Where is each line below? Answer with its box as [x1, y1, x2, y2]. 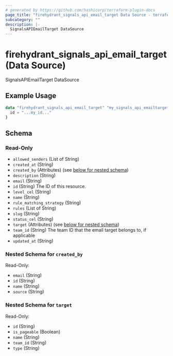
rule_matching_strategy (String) [12, 200, 81, 206]
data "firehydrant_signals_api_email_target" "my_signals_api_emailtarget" [5, 105, 171, 110]
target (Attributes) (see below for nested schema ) [12, 221, 119, 228]
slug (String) [12, 211, 40, 217]
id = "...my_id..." [10, 110, 52, 115]
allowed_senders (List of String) [12, 156, 80, 162]
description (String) [12, 173, 56, 179]
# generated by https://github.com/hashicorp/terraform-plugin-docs [5, 7, 155, 13]
